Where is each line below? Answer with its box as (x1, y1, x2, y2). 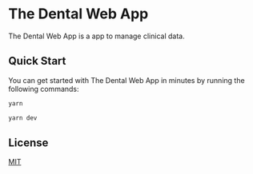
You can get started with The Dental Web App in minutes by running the (8, 75, 246, 85)
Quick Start (8, 54, 66, 68)
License (8, 136, 49, 149)
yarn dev (8, 113, 38, 122)
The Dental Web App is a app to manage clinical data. (8, 31, 186, 41)
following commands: (8, 84, 79, 93)
